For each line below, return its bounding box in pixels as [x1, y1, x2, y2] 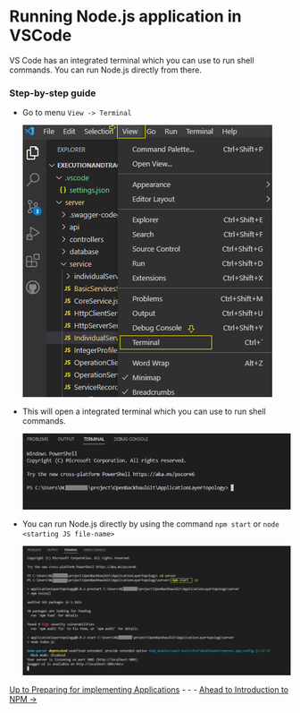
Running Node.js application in [9, 6, 242, 27]
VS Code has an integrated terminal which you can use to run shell [9, 55, 254, 65]
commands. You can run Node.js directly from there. [9, 64, 203, 75]
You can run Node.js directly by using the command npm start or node [21, 519, 279, 529]
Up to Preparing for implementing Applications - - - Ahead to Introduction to [9, 683, 288, 695]
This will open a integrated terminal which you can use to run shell [21, 406, 266, 417]
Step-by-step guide [9, 87, 96, 99]
